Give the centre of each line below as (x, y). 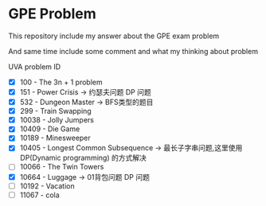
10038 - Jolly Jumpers (57, 120)
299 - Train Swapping (55, 111)
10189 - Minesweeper (55, 138)
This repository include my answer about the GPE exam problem (114, 36)
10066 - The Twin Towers (62, 167)
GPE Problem (53, 14)
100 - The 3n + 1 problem (61, 82)
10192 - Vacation (47, 186)
